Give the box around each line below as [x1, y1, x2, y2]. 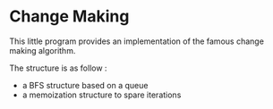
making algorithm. [9, 45, 76, 55]
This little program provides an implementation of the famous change [9, 36, 264, 46]
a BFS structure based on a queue [21, 80, 149, 90]
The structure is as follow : [9, 63, 107, 73]
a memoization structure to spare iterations [21, 89, 182, 100]
